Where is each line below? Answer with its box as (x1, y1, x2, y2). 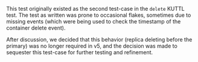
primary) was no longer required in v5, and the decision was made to (6, 42, 178, 49)
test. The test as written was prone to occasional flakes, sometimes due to (6, 11, 191, 19)
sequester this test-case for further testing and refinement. (6, 49, 153, 56)
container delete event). (6, 24, 66, 31)
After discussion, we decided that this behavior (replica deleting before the (6, 36, 193, 43)
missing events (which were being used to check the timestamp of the (6, 18, 181, 25)
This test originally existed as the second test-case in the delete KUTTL (6, 5, 185, 12)
